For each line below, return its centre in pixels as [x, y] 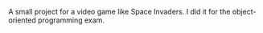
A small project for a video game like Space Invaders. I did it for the [119, 12]
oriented [22, 20]
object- [244, 12]
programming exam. [71, 20]
